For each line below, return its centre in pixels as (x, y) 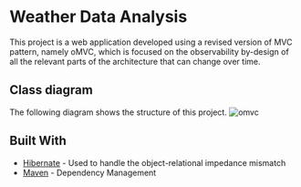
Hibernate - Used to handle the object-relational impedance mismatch (154, 162)
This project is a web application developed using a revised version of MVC (151, 42)
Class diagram (51, 90)
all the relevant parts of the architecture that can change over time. (135, 61)
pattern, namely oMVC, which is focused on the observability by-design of (149, 51)
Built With (38, 141)
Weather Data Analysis (99, 17)
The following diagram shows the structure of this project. (119, 112)
